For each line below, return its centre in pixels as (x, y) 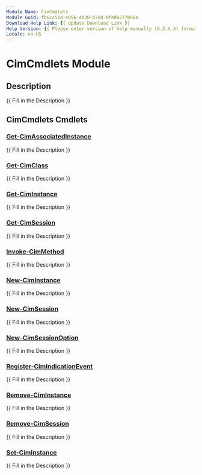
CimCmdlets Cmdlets (47, 120)
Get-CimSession (31, 223)
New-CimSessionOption (43, 338)
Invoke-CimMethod (35, 252)
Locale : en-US (24, 34)
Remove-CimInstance (39, 395)
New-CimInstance (34, 280)
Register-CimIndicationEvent (50, 366)
